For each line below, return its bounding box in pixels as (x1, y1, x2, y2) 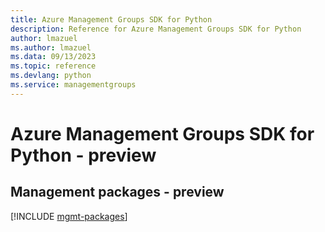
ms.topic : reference (10, 61, 97, 71)
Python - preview (10, 144, 157, 166)
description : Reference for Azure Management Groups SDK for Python (10, 24, 302, 34)
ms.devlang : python (10, 71, 92, 81)
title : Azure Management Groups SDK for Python (10, 14, 213, 25)
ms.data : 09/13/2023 (10, 52, 97, 62)
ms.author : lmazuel (10, 42, 92, 53)
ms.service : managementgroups (10, 80, 137, 90)
